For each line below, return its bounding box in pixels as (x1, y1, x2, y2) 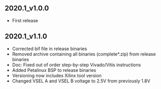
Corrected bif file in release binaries (12, 46, 87, 52)
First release (12, 17, 38, 23)
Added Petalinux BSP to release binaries (12, 67, 97, 73)
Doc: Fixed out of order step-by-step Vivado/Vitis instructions (12, 62, 141, 68)
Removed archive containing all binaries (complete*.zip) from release (12, 51, 156, 57)
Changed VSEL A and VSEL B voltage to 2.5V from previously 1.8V (12, 78, 150, 84)
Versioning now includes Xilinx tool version (12, 72, 102, 78)
